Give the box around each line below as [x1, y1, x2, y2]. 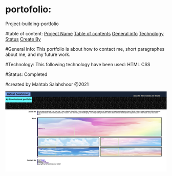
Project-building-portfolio [5, 21, 59, 27]
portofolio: [5, 4, 52, 15]
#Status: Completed [5, 71, 48, 77]
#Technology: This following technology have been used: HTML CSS [5, 61, 150, 67]
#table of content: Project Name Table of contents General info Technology [5, 30, 164, 36]
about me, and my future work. [5, 51, 71, 57]
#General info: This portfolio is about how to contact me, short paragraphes [5, 46, 165, 52]
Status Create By [5, 36, 41, 42]
